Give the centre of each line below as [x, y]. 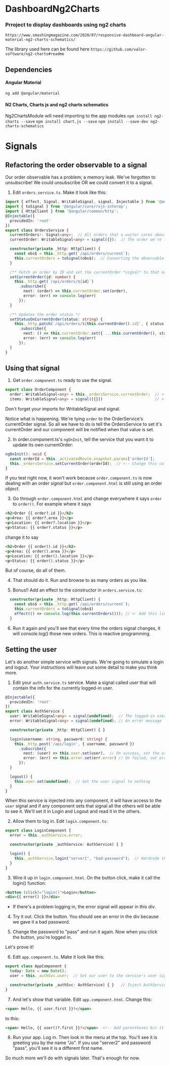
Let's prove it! [19, 947]
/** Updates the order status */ [45, 314]
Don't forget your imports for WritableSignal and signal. [63, 409]
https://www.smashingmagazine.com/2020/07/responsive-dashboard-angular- [85, 35]
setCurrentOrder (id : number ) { [43, 277]
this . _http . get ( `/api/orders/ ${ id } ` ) [54, 282]
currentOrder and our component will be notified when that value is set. [80, 429]
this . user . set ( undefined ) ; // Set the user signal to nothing [82, 781]
